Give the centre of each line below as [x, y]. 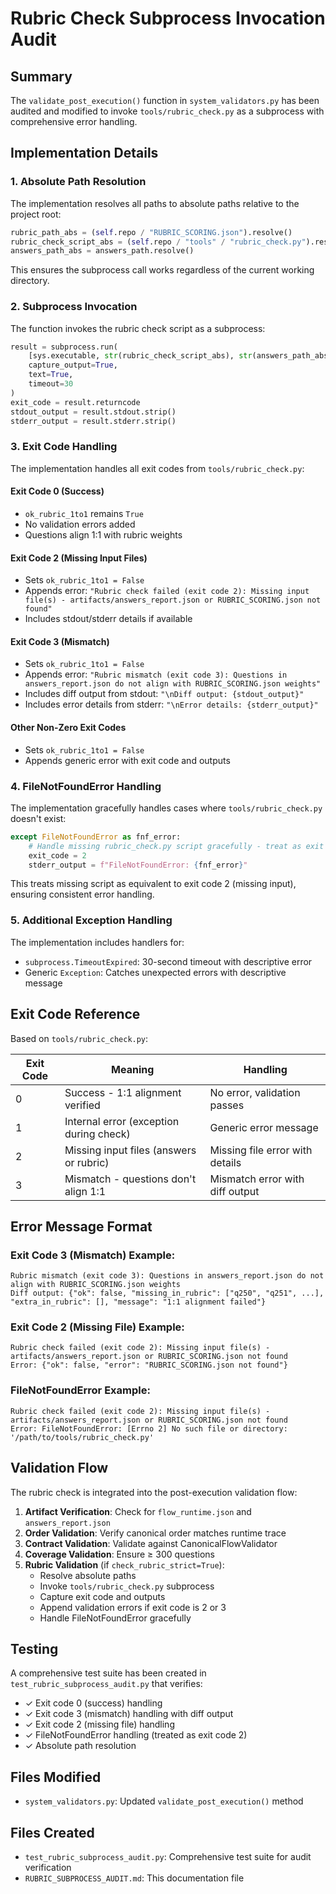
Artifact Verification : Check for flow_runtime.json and [138, 1511]
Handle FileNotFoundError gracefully [115, 1618]
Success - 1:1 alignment [123, 1092]
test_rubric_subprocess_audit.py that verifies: [106, 1684]
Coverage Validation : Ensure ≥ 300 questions [119, 1554]
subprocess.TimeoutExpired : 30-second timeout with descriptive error [168, 961]
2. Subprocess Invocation [74, 307]
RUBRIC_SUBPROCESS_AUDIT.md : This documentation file [134, 1878]
